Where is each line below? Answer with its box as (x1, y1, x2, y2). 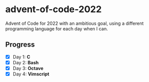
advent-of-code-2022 (5, 4, 102, 15)
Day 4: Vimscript (12, 71, 50, 77)
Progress (5, 40, 35, 49)
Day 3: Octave (12, 65, 44, 71)
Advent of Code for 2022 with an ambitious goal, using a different (5, 20, 144, 26)
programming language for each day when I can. (5, 25, 109, 31)
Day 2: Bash (12, 59, 39, 65)
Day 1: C (12, 54, 31, 60)
